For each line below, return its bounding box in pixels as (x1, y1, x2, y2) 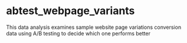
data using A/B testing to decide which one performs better (6, 29, 150, 37)
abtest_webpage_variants (6, 4, 135, 18)
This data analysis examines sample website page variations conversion (6, 24, 182, 31)
